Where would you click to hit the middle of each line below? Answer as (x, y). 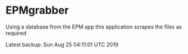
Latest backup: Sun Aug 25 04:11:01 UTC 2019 (62, 45)
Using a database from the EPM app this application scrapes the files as (94, 27)
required (16, 33)
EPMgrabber (37, 10)
